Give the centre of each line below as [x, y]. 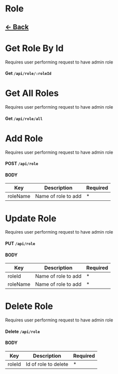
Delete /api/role [23, 331]
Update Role [31, 218]
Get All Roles [32, 93]
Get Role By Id [34, 48]
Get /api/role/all [24, 118]
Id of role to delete [47, 364]
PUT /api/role [20, 243]
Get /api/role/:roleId [29, 73]
